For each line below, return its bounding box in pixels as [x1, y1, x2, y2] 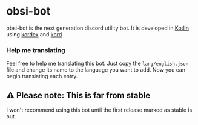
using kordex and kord [6, 30, 62, 38]
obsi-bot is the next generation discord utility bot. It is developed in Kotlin [6, 24, 190, 32]
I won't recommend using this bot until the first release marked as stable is [6, 106, 193, 113]
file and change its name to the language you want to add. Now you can [6, 66, 186, 73]
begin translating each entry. [6, 73, 78, 80]
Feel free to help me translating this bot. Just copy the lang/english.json [6, 59, 189, 67]
